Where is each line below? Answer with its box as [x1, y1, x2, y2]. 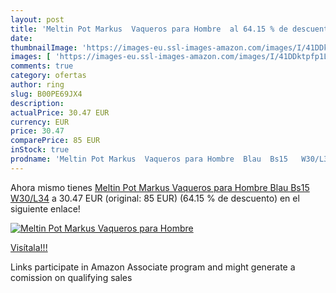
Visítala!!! [10, 241, 48, 253]
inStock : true [10, 145, 70, 155]
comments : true [10, 61, 74, 71]
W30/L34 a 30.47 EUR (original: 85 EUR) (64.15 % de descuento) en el [10, 192, 300, 204]
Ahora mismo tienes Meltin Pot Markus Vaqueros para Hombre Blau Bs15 [10, 181, 310, 193]
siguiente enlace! [10, 202, 81, 215]
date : [10, 33, 33, 43]
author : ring [10, 80, 65, 90]
